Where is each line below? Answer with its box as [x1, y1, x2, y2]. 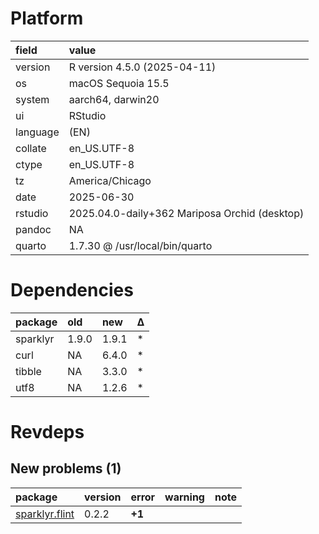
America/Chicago [68, 173, 152, 187]
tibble [15, 364, 42, 378]
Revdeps [10, 421, 85, 444]
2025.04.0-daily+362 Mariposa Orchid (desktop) [68, 206, 305, 220]
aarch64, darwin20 [68, 92, 160, 106]
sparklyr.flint [15, 507, 75, 521]
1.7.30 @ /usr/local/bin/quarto [68, 238, 213, 252]
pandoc [15, 222, 52, 236]
